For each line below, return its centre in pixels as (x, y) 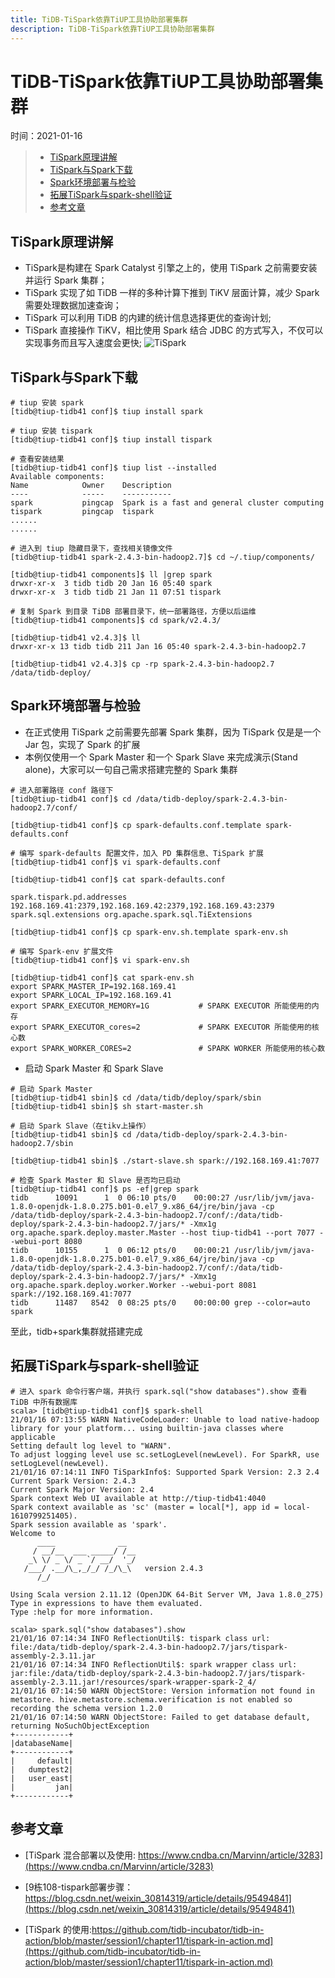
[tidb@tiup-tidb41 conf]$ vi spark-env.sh (100, 960)
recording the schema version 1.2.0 (86, 1708)
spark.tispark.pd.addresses (69, 897)
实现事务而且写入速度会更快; (83, 343)
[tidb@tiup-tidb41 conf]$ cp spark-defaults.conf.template (136, 825)
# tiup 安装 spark (47, 403)
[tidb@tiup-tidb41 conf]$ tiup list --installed (113, 468)
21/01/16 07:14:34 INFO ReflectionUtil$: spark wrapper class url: (154, 1664)
